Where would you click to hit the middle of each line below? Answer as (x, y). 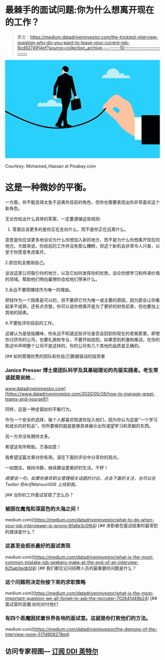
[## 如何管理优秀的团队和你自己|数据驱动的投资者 (55, 356)
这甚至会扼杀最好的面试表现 (38, 546)
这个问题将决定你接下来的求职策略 (45, 582)
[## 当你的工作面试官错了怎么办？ (39, 495)
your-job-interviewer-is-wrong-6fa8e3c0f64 (50, 526)
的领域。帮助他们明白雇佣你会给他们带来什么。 (52, 279)
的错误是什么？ (20, 532)
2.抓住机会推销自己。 (27, 262)
